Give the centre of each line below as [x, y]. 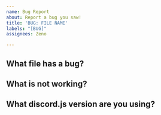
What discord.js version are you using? [81, 105]
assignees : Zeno [26, 34]
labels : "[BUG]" [26, 28]
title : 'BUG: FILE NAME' [37, 23]
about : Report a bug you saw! [44, 17]
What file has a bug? [45, 63]
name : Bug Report [28, 12]
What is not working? [47, 84]
